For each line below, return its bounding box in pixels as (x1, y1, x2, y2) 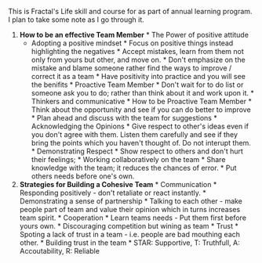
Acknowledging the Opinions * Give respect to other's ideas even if (31, 121, 249, 131)
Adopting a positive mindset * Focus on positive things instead (31, 38, 234, 48)
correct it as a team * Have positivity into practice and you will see (31, 72, 246, 81)
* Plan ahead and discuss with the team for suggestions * (31, 113, 217, 122)
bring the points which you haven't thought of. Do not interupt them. (31, 139, 251, 147)
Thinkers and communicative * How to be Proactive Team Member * (31, 97, 253, 106)
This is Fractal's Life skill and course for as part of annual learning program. (8, 7, 253, 16)
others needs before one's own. (31, 171, 135, 181)
